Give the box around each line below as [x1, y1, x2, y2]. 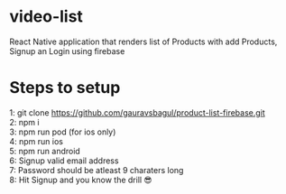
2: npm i [9, 116, 40, 127]
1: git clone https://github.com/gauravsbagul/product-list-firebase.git [9, 106, 266, 118]
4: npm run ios [9, 135, 63, 146]
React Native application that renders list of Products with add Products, [9, 36, 278, 47]
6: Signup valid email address [9, 155, 119, 166]
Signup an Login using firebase [9, 45, 125, 56]
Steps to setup [9, 78, 121, 98]
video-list [9, 6, 84, 27]
